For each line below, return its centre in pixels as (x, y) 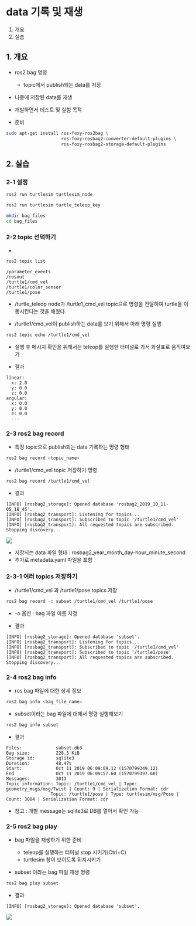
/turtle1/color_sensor (34, 287)
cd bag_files (22, 221)
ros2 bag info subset (32, 725)
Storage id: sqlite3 (40, 758)
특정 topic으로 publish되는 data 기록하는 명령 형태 (72, 447)
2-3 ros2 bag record (35, 433)
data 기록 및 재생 (44, 12)
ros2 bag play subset (32, 883)
